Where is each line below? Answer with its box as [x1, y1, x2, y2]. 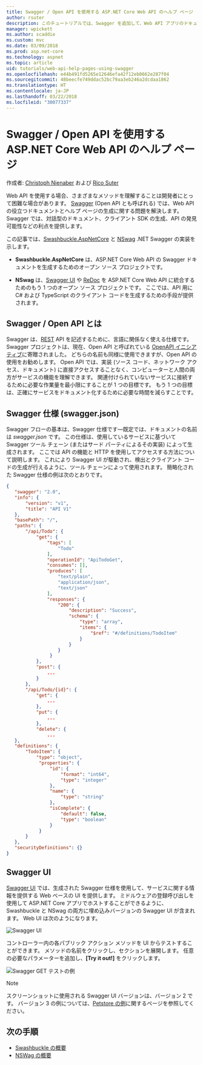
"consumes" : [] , [47, 563, 88, 569]
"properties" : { [38, 760, 80, 766]
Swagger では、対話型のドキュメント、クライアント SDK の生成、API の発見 [6, 214, 197, 222]
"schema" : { [68, 613, 99, 620]
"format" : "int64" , [60, 771, 110, 778]
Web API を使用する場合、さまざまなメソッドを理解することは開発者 [6, 192, 178, 199]
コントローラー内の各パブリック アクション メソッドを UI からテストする [6, 939, 188, 947]
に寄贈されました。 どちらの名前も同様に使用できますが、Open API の [22, 351, 197, 358]
